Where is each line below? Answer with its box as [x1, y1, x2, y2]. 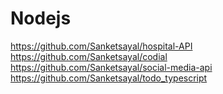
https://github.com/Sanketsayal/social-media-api [10, 61, 213, 73]
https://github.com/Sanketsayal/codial [10, 50, 168, 62]
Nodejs [10, 7, 72, 30]
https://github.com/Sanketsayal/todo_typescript [10, 72, 208, 84]
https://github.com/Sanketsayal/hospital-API [10, 40, 193, 52]
